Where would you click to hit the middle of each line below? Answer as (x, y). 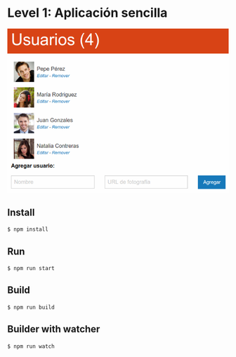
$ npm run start (31, 269)
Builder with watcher (54, 329)
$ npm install (28, 229)
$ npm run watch (31, 346)
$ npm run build (31, 307)
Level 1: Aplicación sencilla (87, 13)
